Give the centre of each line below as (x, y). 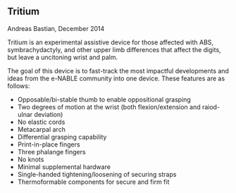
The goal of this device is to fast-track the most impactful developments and (118, 70)
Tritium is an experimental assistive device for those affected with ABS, (110, 42)
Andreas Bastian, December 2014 (56, 28)
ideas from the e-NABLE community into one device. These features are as (116, 78)
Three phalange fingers (51, 151)
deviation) (49, 114)
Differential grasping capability (62, 137)
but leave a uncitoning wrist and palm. (63, 57)
